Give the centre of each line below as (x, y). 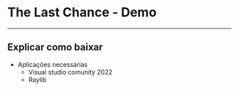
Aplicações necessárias (52, 64)
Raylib (37, 80)
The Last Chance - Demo (82, 12)
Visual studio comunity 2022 (70, 72)
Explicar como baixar (55, 47)
